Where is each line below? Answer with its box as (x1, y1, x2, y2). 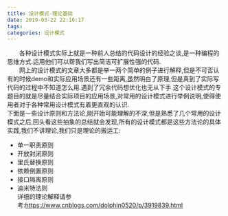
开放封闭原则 (16, 149, 54, 158)
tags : (7, 23, 23, 30)
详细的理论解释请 (16, 193, 66, 201)
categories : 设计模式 (7, 29, 65, 36)
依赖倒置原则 (16, 166, 54, 175)
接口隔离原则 (16, 175, 54, 184)
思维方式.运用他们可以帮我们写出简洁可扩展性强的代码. (7, 58, 161, 66)
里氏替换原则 (16, 158, 54, 166)
